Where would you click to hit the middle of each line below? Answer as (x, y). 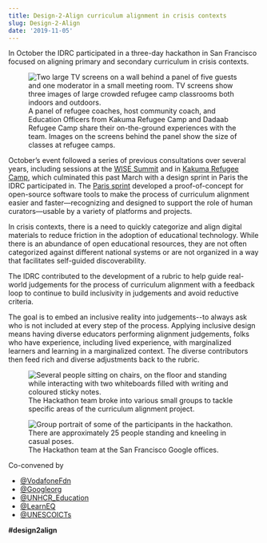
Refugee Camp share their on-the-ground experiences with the (132, 128)
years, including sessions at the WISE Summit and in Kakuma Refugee (124, 169)
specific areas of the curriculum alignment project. (112, 409)
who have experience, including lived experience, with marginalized (120, 343)
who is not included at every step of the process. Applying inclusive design (132, 326)
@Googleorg (41, 489)
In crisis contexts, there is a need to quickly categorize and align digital (125, 227)
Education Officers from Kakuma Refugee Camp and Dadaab (129, 120)
